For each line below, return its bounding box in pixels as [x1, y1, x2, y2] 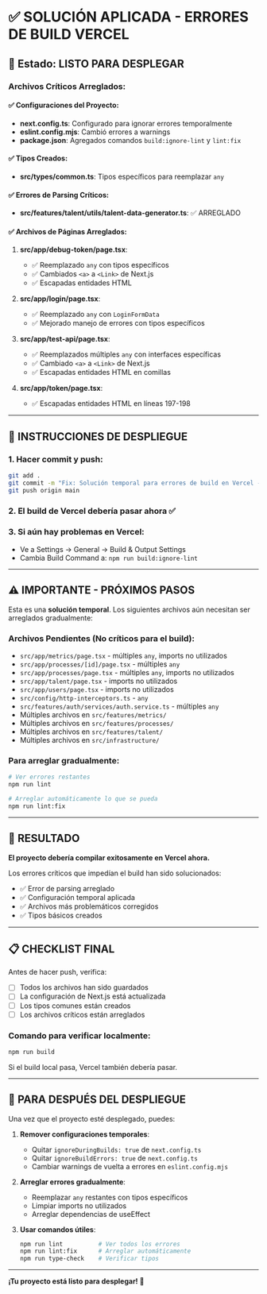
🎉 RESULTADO [8, 832, 80, 845]
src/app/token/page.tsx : [19, 384, 103, 393]
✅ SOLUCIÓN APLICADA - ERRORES [8, 8, 249, 26]
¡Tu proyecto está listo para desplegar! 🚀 [8, 1277, 145, 1286]
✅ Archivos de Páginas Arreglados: [8, 226, 127, 236]
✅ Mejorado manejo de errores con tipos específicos [31, 319, 205, 328]
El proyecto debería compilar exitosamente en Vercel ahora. [8, 852, 211, 862]
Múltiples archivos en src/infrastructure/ [19, 735, 161, 744]
